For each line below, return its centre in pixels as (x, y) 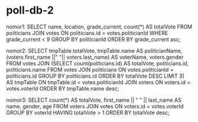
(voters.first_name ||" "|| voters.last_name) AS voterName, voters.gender (95, 57)
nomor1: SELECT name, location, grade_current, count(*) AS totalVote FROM (99, 27)
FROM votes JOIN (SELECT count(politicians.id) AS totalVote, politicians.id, (98, 63)
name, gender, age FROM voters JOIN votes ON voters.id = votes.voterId (95, 106)
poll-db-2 (30, 10)
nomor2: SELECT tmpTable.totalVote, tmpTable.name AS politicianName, (94, 50)
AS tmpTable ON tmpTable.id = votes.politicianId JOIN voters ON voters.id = (98, 82)
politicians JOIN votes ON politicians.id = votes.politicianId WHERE (87, 33)
